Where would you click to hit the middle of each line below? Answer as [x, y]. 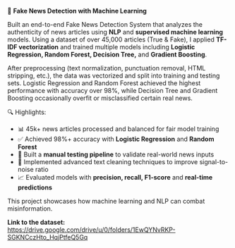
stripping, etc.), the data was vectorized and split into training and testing [114, 75]
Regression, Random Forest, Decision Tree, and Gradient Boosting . [107, 54]
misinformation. [30, 209]
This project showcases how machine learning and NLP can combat [106, 201]
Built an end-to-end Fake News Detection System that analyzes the [105, 24]
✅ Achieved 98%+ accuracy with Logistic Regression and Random [116, 139]
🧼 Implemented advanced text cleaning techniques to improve [108, 162]
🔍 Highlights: [27, 112]
